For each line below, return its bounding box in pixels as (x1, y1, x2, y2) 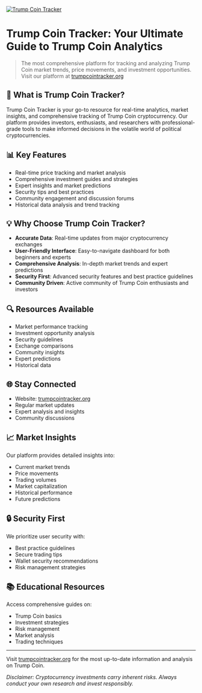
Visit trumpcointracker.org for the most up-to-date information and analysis (6, 656, 193, 663)
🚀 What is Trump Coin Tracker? (6, 90, 125, 100)
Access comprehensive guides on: (6, 601, 92, 608)
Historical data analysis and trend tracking (14, 201, 120, 208)
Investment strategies (14, 619, 69, 626)
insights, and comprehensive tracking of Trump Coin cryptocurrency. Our (6, 112, 188, 120)
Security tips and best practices (14, 188, 94, 196)
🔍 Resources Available (6, 304, 94, 314)
